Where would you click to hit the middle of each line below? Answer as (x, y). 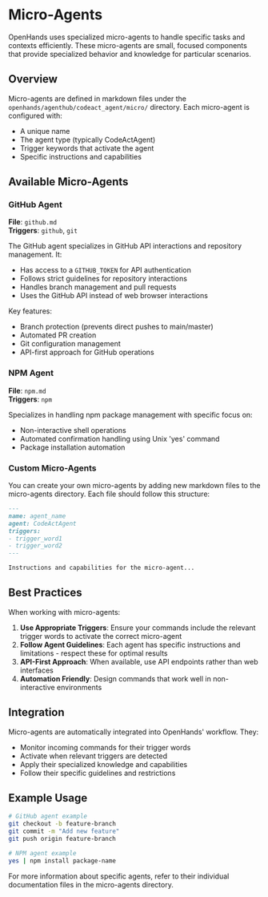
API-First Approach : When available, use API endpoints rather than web (139, 661)
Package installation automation (72, 447)
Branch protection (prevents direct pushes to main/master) (116, 327)
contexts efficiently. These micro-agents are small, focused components (128, 45)
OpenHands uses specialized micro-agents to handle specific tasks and (127, 37)
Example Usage (48, 798)
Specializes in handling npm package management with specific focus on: (131, 414)
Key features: (30, 311)
